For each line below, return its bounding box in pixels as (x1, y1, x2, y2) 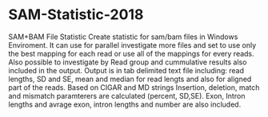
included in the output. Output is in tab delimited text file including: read (8, 65, 245, 75)
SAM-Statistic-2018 (8, 6, 144, 24)
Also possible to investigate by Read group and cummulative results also (8, 57, 247, 67)
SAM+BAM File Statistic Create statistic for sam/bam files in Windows (8, 32, 238, 41)
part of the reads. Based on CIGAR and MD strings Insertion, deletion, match (8, 82, 260, 92)
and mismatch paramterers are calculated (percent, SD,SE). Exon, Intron (8, 91, 246, 100)
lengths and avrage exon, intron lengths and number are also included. (8, 99, 242, 109)
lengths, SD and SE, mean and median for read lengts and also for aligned (8, 74, 252, 84)
